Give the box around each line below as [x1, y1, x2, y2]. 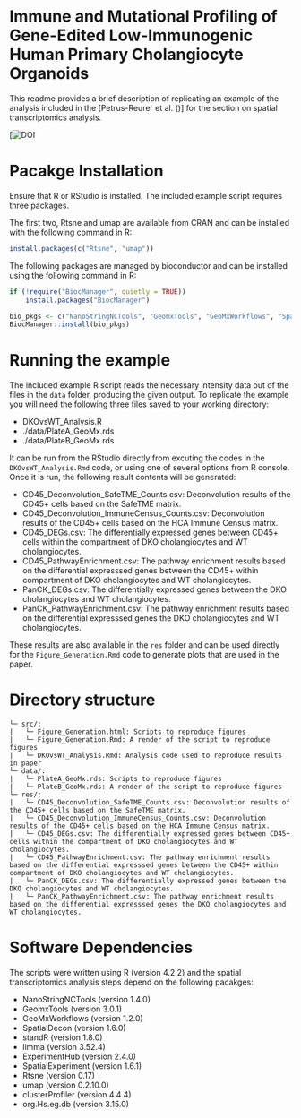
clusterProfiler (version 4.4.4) [21, 1089, 132, 1100]
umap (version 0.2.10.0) [21, 1079, 109, 1090]
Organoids [9, 64, 90, 84]
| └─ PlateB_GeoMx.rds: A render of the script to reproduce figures [9, 782, 282, 792]
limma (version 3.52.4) [21, 1042, 106, 1053]
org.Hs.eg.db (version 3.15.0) [21, 1099, 130, 1110]
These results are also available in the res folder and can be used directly [9, 640, 280, 650]
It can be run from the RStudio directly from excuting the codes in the [9, 452, 266, 463]
